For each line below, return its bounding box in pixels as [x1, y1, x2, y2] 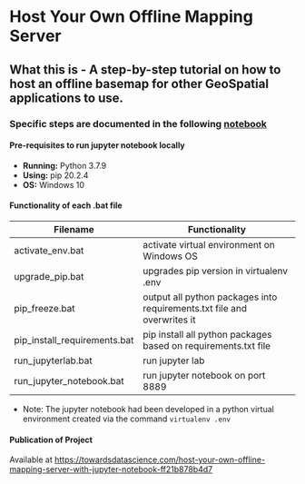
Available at [9, 454, 53, 465]
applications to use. [9, 90, 124, 105]
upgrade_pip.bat [14, 270, 84, 282]
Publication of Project [9, 434, 93, 445]
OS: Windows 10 [22, 179, 84, 190]
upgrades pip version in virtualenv [143, 264, 289, 277]
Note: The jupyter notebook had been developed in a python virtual [22, 403, 274, 414]
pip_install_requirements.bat [14, 333, 134, 346]
